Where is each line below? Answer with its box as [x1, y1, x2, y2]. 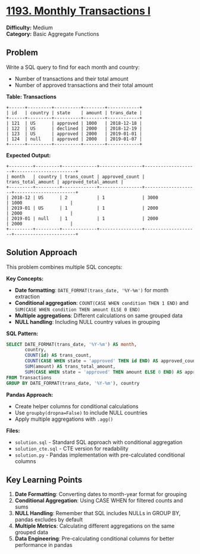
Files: [6, 427, 20, 434]
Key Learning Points [6, 475, 82, 485]
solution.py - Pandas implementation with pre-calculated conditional [14, 451, 185, 458]
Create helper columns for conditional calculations [14, 402, 139, 410]
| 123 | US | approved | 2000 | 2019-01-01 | [6, 130, 143, 137]
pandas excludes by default [14, 516, 83, 524]
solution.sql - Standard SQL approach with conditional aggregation [14, 438, 183, 446]
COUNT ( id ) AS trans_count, [24, 353, 92, 359]
